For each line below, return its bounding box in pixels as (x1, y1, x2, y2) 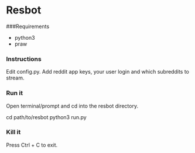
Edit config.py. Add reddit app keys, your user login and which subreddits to (6, 68, 189, 75)
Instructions (6, 55, 42, 63)
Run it (6, 89, 23, 97)
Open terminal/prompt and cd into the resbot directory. (6, 102, 139, 109)
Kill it (6, 128, 21, 136)
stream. (6, 74, 25, 82)
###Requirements (6, 23, 50, 30)
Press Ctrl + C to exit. (6, 141, 58, 148)
